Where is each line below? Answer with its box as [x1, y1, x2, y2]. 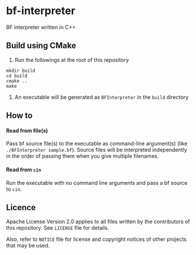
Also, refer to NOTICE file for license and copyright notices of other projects [6, 236, 187, 243]
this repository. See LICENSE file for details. [6, 224, 109, 231]
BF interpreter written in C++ [6, 24, 76, 31]
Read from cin [6, 166, 41, 173]
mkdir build [6, 68, 35, 74]
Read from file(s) [6, 127, 48, 134]
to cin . [6, 186, 22, 193]
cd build [6, 72, 28, 79]
